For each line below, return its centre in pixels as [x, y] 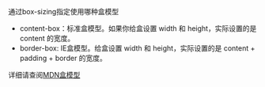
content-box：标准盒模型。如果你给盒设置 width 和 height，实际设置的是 [138, 28]
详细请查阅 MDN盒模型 [44, 75]
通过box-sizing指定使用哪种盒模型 [64, 11]
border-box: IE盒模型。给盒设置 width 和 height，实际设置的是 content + [137, 48]
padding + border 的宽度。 [63, 58]
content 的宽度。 [47, 38]
